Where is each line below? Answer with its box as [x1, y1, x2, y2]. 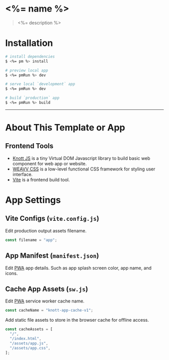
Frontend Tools [5, 142, 54, 150]
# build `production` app [5, 95, 59, 101]
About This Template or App [5, 122, 125, 134]
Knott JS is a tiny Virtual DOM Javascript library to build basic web [12, 155, 150, 161]
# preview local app [5, 68, 49, 73]
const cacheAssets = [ [5, 327, 53, 332]
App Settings [5, 195, 61, 206]
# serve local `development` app [5, 82, 75, 87]
